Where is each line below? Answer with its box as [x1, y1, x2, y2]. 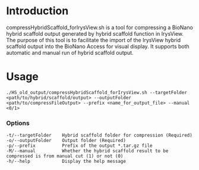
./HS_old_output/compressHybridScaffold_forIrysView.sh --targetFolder [6, 89, 187, 96]
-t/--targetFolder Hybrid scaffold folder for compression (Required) [6, 133, 193, 138]
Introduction [6, 4, 69, 18]
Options [6, 119, 30, 127]
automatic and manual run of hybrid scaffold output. [6, 49, 134, 56]
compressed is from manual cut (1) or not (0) [6, 153, 124, 159]
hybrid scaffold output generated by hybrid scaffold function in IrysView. [6, 30, 184, 37]
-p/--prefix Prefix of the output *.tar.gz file [6, 143, 153, 149]
